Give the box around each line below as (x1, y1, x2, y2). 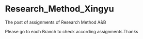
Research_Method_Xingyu (5, 3, 114, 14)
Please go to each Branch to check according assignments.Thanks (5, 28, 139, 34)
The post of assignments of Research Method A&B (5, 19, 106, 25)
